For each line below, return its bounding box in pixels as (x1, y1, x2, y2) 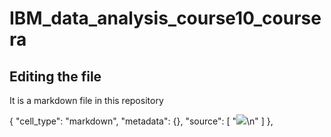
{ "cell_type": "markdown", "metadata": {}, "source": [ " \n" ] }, (9, 115, 274, 127)
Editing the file (9, 68, 102, 85)
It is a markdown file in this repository (9, 95, 164, 106)
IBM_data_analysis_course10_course (9, 7, 322, 30)
